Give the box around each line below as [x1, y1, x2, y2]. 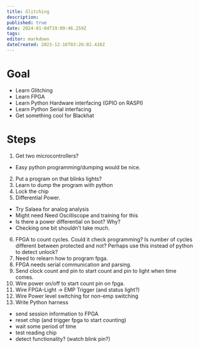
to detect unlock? [15, 248, 58, 255]
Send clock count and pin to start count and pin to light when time [15, 267, 176, 274]
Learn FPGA [15, 93, 45, 100]
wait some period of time [15, 323, 76, 330]
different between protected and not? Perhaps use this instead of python [15, 242, 193, 249]
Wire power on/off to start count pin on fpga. [15, 279, 125, 287]
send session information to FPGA [15, 310, 99, 317]
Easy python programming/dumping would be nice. [15, 163, 141, 170]
